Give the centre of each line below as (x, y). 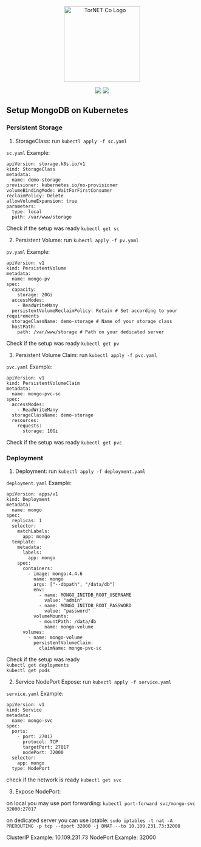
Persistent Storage (34, 128)
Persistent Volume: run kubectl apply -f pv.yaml (77, 240)
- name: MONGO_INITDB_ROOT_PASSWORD (85, 605)
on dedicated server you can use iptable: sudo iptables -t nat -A (90, 820)
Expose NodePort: (38, 791)
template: (24, 542)
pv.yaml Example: (28, 251)
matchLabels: (34, 531)
